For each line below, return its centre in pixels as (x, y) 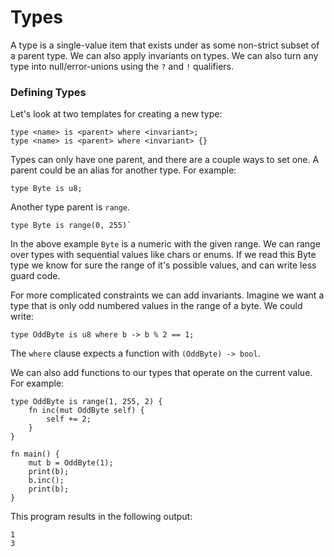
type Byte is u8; (46, 189)
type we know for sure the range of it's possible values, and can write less (163, 265)
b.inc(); (46, 481)
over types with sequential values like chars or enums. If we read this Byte (163, 255)
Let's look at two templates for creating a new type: (116, 114)
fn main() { (35, 454)
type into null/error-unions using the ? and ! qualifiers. (122, 66)
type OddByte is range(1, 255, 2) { (86, 402)
